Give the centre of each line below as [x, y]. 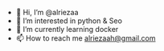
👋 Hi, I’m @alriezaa [47, 12]
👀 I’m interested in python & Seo [69, 21]
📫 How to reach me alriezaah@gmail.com [86, 38]
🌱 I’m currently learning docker [67, 29]
